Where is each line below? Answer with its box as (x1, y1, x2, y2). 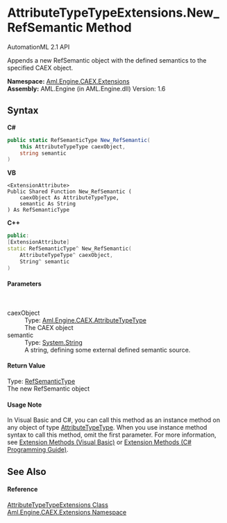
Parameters (7, 280, 42, 288)
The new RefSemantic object (7, 384, 90, 393)
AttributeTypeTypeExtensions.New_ (7, 5, 220, 21)
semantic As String (19, 201, 76, 208)
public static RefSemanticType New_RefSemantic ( (7, 136, 151, 143)
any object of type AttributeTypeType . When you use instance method (7, 423, 208, 432)
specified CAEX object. (7, 63, 74, 72)
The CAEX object (24, 323, 74, 331)
